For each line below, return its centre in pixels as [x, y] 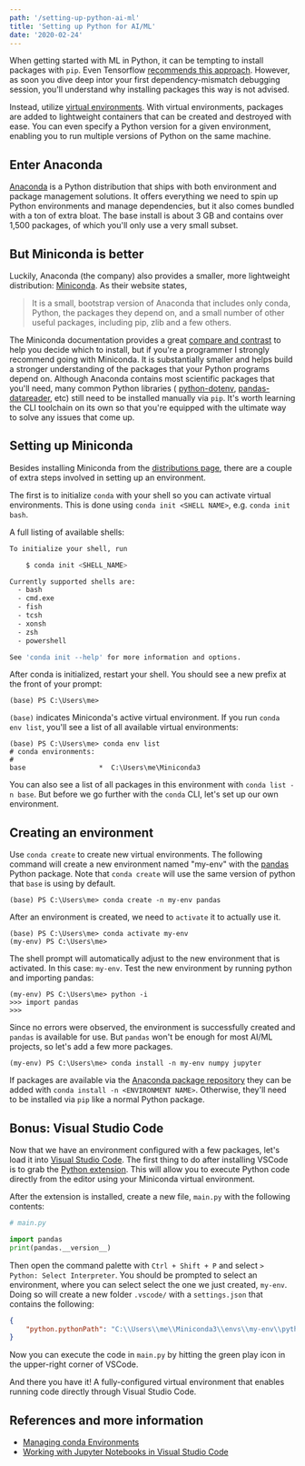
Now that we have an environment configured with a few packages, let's [144, 1150]
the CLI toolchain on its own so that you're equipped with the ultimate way [148, 407]
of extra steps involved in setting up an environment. [108, 477]
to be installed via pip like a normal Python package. [107, 1099]
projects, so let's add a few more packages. [91, 1047]
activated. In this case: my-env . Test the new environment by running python [151, 969]
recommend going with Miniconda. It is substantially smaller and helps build [151, 359]
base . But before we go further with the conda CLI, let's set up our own [148, 794]
